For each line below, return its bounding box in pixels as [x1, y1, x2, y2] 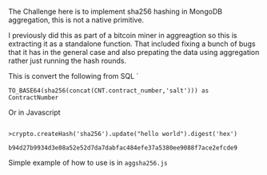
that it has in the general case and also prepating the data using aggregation [8, 48, 260, 56]
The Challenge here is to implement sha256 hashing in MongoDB [8, 7, 222, 16]
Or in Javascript [8, 107, 62, 117]
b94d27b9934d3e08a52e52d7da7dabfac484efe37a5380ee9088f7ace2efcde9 [8, 144, 238, 152]
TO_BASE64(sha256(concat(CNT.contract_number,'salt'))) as [8, 87, 209, 95]
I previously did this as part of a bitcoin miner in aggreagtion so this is [8, 31, 237, 40]
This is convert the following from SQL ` [8, 72, 139, 80]
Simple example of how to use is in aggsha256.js [8, 158, 168, 167]
